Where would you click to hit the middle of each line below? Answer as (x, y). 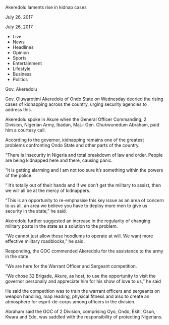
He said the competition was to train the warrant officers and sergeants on (83, 291)
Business (22, 74)
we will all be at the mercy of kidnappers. (48, 190)
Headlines (23, 47)
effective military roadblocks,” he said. (45, 241)
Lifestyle (21, 69)
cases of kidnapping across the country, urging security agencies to (76, 104)
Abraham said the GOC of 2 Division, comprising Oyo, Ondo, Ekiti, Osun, (80, 311)
